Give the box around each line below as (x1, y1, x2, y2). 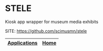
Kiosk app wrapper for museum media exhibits (5, 19, 99, 25)
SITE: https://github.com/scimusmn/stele (5, 28, 87, 34)
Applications (7, 39, 38, 46)
